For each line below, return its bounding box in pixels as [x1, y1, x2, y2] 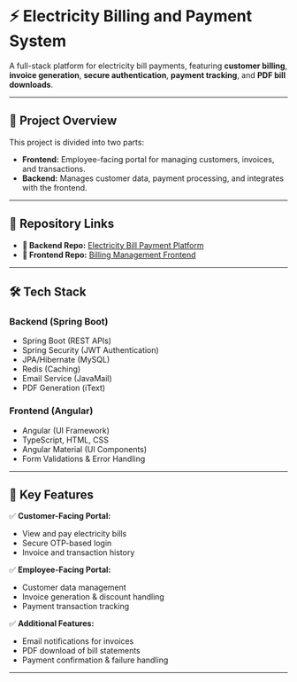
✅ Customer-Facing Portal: [9, 511, 111, 521]
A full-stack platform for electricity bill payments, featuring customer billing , [9, 60, 288, 71]
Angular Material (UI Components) [21, 443, 148, 454]
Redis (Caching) [21, 364, 81, 374]
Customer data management [21, 582, 126, 593]
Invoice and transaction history [21, 547, 135, 558]
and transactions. [21, 163, 86, 174]
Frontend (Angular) [9, 404, 94, 417]
